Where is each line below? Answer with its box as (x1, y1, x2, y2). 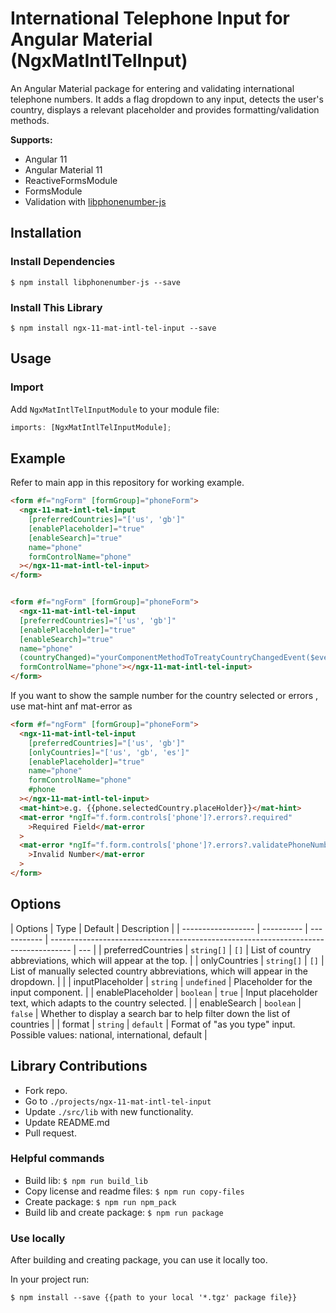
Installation (10, 225, 82, 242)
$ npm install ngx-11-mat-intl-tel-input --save (10, 323, 217, 333)
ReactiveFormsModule (24, 174, 118, 186)
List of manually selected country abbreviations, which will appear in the (10, 965, 308, 977)
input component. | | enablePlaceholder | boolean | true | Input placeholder (10, 986, 318, 998)
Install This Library (10, 300, 103, 314)
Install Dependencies (10, 255, 116, 269)
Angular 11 (24, 153, 68, 165)
